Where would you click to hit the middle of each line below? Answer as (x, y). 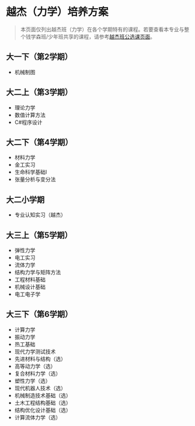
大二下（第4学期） (39, 142)
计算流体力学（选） (38, 417)
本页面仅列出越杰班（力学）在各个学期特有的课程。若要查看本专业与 (102, 29)
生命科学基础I (31, 172)
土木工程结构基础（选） (43, 403)
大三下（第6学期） (39, 315)
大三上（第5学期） (39, 235)
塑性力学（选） (32, 380)
